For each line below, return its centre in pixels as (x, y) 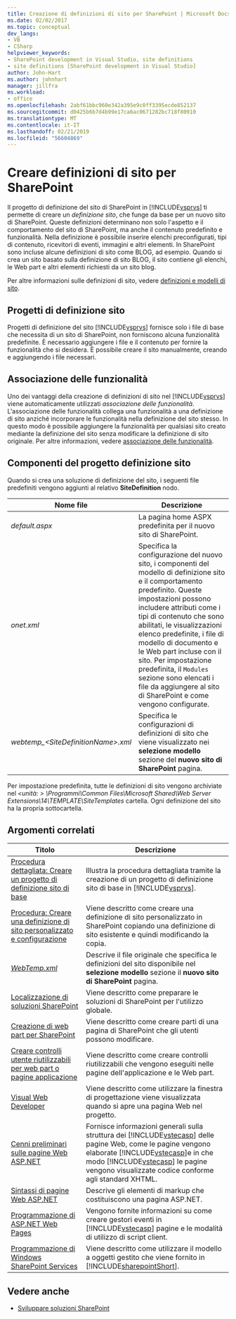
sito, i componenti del (173, 563)
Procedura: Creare (41, 913)
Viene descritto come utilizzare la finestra (155, 1089)
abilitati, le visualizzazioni (180, 625)
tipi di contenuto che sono (181, 616)
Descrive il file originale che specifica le (151, 955)
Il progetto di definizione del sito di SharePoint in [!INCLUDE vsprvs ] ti (107, 208)
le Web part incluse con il (180, 651)
